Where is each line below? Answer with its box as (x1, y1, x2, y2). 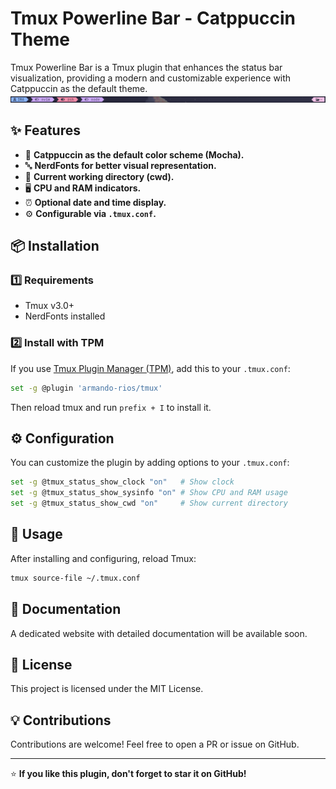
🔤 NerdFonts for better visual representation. (24, 159, 217, 171)
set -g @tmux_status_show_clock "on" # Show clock (10, 477, 235, 487)
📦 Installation (10, 238, 100, 255)
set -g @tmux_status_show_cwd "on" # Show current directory (10, 498, 288, 509)
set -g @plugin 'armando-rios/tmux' (10, 383, 163, 393)
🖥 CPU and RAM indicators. (24, 182, 142, 194)
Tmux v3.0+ (24, 300, 75, 312)
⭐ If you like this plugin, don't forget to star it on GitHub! (10, 768, 247, 780)
